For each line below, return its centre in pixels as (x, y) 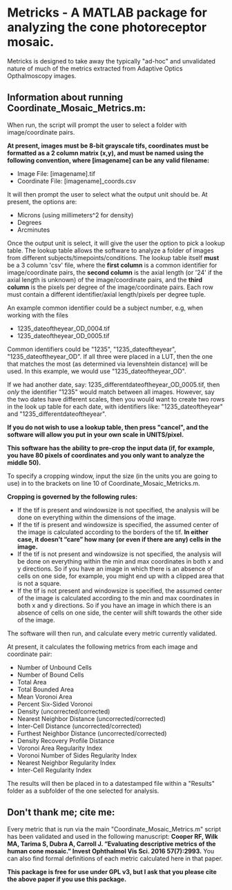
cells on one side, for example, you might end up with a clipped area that (120, 576)
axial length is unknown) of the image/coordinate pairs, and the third (105, 279)
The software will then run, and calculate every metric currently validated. (112, 633)
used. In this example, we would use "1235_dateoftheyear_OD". (97, 371)
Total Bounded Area (46, 689)
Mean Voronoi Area (45, 696)
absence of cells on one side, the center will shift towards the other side (119, 613)
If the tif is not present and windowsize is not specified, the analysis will (119, 554)
